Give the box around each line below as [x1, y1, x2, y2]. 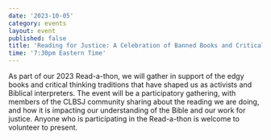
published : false [8, 34, 67, 43]
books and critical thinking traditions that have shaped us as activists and [8, 80, 252, 89]
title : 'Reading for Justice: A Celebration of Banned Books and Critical [8, 42, 265, 50]
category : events [8, 19, 67, 27]
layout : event [8, 27, 56, 35]
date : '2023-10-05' [8, 11, 74, 20]
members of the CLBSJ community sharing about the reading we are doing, [8, 97, 260, 106]
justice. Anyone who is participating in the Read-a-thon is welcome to [8, 114, 240, 123]
